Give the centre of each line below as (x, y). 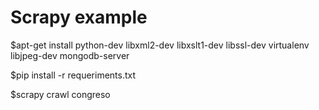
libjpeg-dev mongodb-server (70, 55)
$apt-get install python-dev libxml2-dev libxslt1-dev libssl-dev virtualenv (160, 45)
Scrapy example (79, 17)
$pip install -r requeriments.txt (73, 75)
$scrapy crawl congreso (60, 94)
